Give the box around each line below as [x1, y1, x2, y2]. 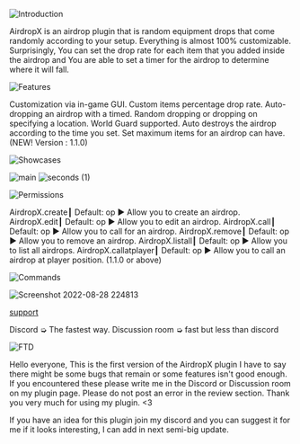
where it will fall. [9, 64, 70, 75]
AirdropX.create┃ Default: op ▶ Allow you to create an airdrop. [9, 207, 241, 218]
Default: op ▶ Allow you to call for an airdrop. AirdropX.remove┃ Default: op [9, 226, 290, 236]
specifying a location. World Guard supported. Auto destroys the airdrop [9, 118, 277, 129]
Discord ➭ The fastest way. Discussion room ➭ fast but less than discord [9, 324, 279, 334]
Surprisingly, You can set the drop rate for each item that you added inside [9, 45, 286, 56]
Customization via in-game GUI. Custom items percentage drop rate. [9, 99, 263, 110]
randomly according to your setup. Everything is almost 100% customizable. [9, 36, 292, 46]
